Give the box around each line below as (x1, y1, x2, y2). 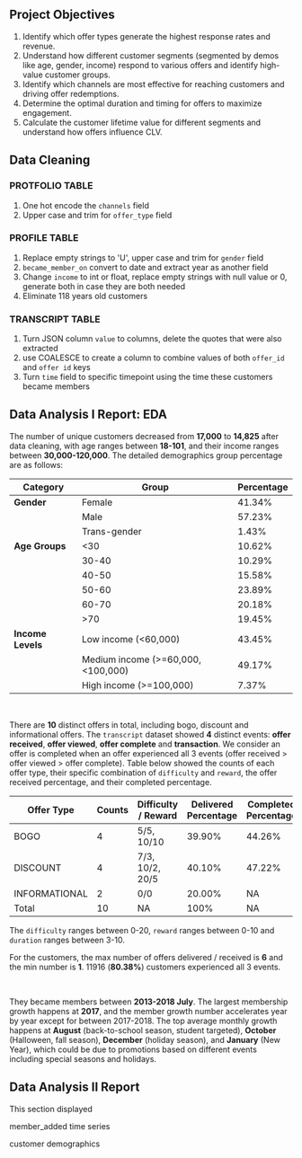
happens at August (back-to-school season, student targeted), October (9, 1024, 277, 1036)
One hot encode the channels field (22, 199, 150, 210)
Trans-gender (81, 525, 142, 537)
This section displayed (9, 1103, 93, 1114)
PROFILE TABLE (9, 232, 79, 244)
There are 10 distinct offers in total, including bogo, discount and (9, 719, 249, 730)
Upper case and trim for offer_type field (22, 209, 173, 220)
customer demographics (9, 1138, 101, 1149)
